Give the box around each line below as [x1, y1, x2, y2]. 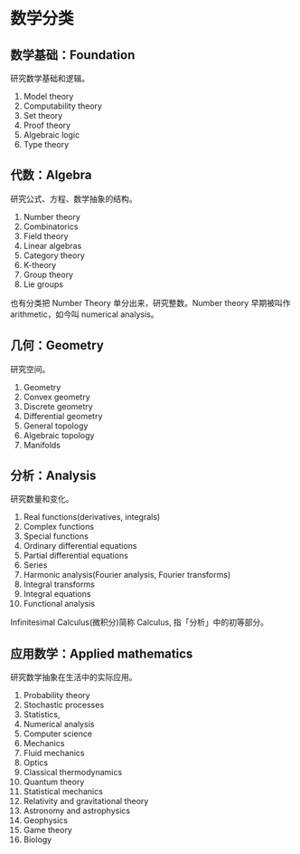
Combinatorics [23, 221, 79, 232]
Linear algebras [23, 240, 82, 251]
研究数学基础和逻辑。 [10, 73, 89, 83]
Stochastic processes [23, 699, 105, 711]
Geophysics [23, 815, 69, 826]
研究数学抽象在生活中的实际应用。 [10, 672, 137, 683]
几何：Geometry [10, 338, 105, 353]
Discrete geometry [23, 400, 93, 412]
